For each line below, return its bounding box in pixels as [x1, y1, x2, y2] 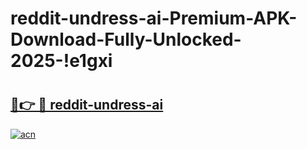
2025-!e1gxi [10, 50, 113, 72]
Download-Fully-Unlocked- [10, 28, 242, 51]
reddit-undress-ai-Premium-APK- [10, 7, 298, 30]
